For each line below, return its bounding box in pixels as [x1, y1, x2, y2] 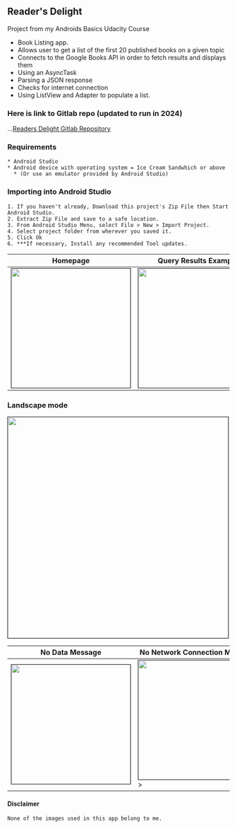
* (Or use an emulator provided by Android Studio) [13, 170, 169, 178]
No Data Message [40, 647, 102, 657]
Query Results [157, 255, 207, 265]
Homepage [51, 255, 90, 265]
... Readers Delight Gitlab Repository [7, 124, 111, 133]
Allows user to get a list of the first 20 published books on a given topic [17, 45, 225, 54]
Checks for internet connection [17, 83, 109, 91]
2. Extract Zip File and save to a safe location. [7, 215, 159, 222]
